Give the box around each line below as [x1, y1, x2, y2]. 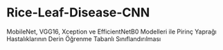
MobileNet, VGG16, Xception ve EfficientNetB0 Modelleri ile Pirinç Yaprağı [6, 27, 217, 36]
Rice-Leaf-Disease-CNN [6, 5, 150, 21]
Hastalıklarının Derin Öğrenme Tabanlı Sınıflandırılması [6, 34, 161, 42]
